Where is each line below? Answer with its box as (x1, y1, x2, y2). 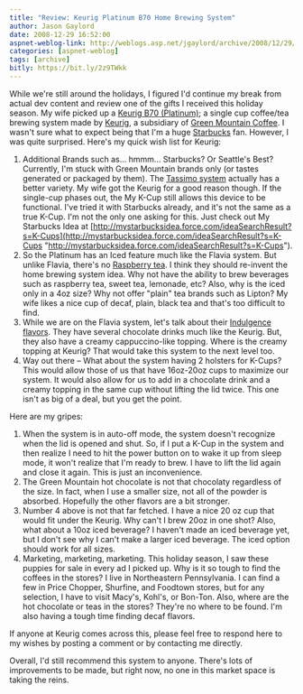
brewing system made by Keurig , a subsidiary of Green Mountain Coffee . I (9, 116, 285, 127)
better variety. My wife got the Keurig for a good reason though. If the (22, 182, 282, 193)
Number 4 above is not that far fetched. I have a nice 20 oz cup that (22, 504, 275, 515)
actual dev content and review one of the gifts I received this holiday (9, 97, 263, 108)
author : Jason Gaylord (9, 22, 95, 31)
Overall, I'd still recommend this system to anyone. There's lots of (9, 655, 253, 666)
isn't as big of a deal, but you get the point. (22, 393, 182, 404)
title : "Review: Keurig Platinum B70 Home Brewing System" (9, 13, 236, 23)
